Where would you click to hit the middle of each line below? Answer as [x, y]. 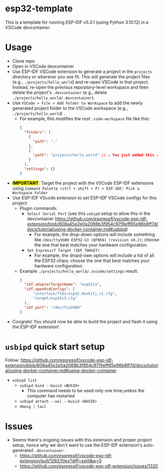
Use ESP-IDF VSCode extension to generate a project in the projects [82, 71]
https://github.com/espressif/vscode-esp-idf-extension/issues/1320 [89, 466]
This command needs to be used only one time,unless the [86, 391]
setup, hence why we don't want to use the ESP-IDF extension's [77, 445]
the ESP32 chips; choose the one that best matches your [92, 260]
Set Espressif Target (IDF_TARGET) [63, 250]
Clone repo [24, 61]
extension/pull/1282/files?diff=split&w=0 [61, 461]
